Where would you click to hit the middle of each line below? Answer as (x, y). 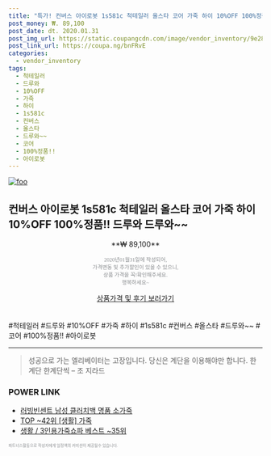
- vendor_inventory (48, 61)
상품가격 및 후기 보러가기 (135, 298)
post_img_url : (32, 38)
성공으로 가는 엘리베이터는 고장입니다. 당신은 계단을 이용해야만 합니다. (138, 361)
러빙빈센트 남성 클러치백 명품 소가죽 (76, 411)
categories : (28, 53)
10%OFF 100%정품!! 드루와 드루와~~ (98, 224)
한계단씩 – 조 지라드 (74, 371)
